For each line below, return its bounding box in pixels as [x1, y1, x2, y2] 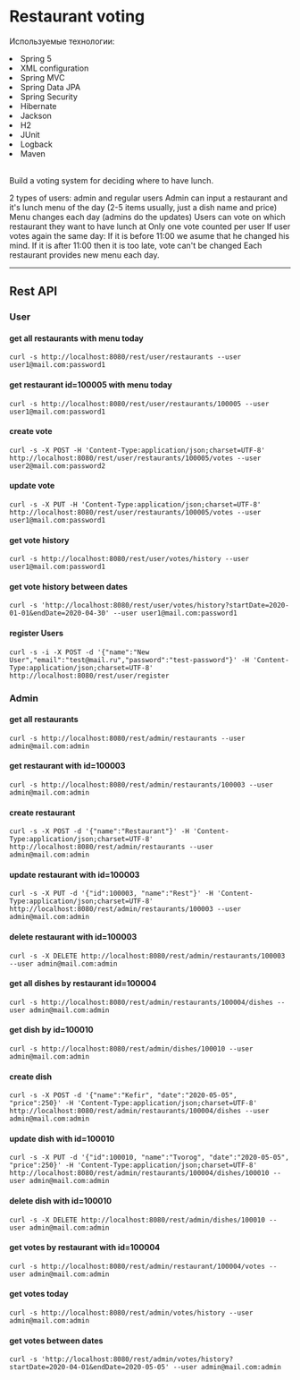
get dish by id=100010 [9, 1025, 94, 1035]
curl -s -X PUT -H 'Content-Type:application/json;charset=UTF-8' [9, 500, 262, 509]
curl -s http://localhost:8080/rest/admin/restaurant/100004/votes [9, 1262, 266, 1271]
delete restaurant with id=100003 [9, 932, 137, 941]
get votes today [9, 1289, 69, 1299]
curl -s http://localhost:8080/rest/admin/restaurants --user [9, 734, 246, 743]
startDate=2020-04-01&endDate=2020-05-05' [9, 1363, 170, 1372]
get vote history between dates [9, 581, 128, 592]
